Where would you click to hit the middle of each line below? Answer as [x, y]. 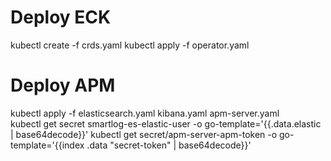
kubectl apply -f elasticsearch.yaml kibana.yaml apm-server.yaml [145, 113]
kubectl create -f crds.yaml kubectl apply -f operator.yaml [130, 45]
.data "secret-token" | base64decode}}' [169, 145]
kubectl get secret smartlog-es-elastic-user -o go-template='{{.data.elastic [166, 123]
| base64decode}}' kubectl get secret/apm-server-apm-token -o [144, 134]
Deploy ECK [61, 17]
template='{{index [47, 145]
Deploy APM [63, 85]
